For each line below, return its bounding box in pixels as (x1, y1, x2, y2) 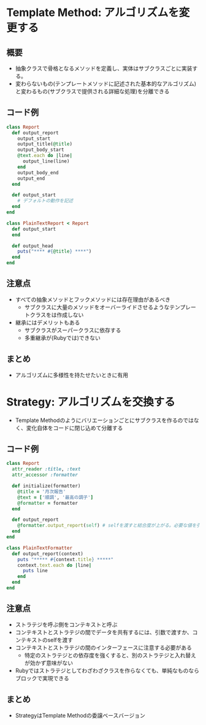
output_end (17, 175, 45, 182)
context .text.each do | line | (17, 562, 92, 568)
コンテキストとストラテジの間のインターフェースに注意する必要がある (15, 643, 192, 651)
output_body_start (17, 147, 64, 153)
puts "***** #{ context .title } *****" (17, 556, 114, 562)
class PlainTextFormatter (6, 545, 72, 551)
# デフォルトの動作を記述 (17, 198, 74, 204)
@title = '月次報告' (17, 488, 66, 494)
